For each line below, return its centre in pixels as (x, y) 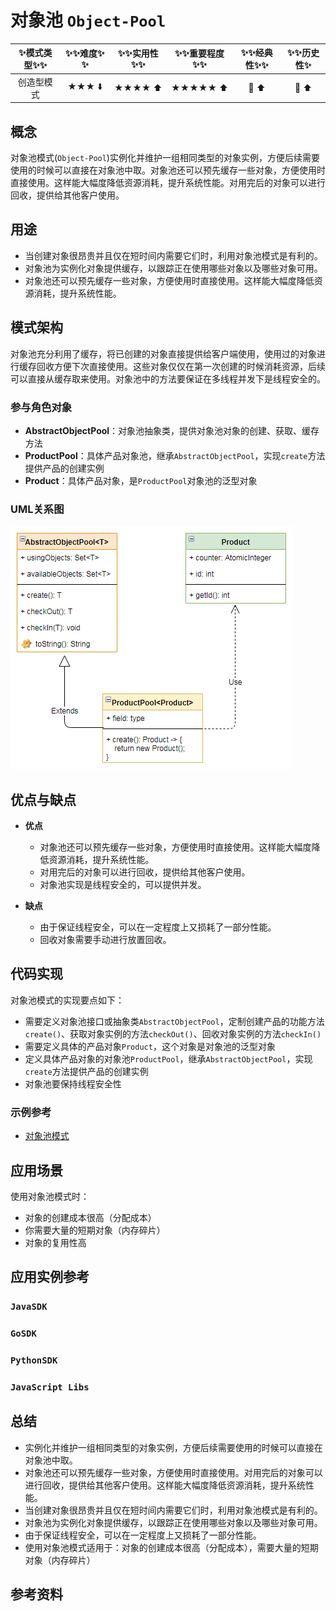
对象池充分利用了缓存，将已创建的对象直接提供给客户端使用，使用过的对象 (163, 353)
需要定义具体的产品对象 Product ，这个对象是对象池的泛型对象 (150, 1046)
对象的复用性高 (55, 1242)
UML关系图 (37, 509)
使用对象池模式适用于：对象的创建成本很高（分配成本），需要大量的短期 (171, 1547)
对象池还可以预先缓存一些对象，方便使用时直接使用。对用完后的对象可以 (173, 1472)
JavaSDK (29, 1307)
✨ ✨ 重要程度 (199, 53)
